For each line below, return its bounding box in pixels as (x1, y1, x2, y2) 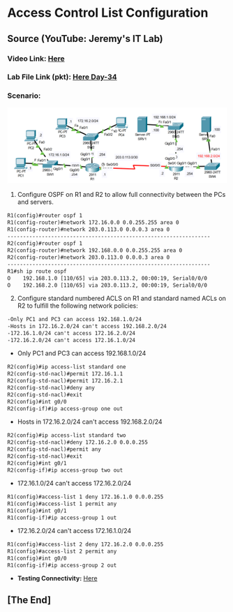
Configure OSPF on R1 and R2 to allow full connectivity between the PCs (17, 190, 226, 198)
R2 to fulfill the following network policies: (17, 301, 138, 310)
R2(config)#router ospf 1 (7, 239, 82, 247)
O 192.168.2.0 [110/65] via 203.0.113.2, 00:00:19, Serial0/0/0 (7, 281, 208, 289)
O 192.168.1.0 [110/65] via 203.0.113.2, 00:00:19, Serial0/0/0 (7, 274, 208, 282)
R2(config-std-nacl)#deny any (7, 384, 96, 391)
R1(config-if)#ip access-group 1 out (7, 514, 117, 521)
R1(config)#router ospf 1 (7, 211, 82, 219)
